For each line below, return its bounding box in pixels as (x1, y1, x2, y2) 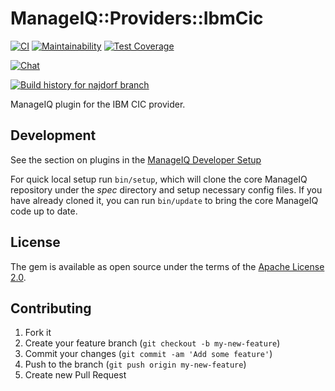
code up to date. (10, 205, 78, 217)
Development (10, 127, 97, 144)
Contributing (10, 300, 92, 317)
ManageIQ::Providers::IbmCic (10, 7, 264, 30)
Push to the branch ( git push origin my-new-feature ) (24, 358, 247, 371)
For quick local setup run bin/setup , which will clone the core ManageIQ (10, 173, 308, 185)
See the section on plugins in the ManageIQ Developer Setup (10, 153, 262, 166)
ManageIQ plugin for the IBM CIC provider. (10, 98, 186, 110)
